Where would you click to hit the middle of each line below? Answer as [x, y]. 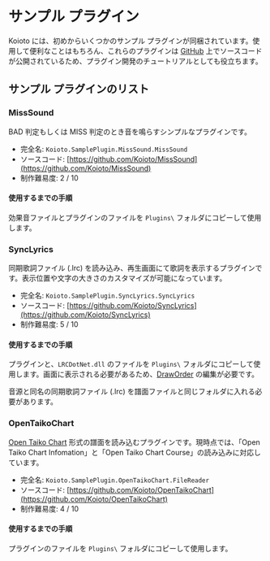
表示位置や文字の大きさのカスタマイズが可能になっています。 [124, 278]
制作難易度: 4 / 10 [49, 508]
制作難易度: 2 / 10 [49, 178]
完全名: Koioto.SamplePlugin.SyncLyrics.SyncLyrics [107, 296]
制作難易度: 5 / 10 [49, 324]
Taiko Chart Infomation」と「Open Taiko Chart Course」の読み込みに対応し [135, 452]
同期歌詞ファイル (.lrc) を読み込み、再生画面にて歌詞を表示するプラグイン [132, 268]
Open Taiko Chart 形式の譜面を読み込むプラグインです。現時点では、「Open [135, 442]
